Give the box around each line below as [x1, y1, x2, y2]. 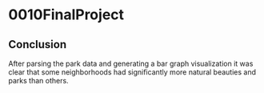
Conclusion [8, 38, 67, 51]
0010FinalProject [8, 6, 125, 24]
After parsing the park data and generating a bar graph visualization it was [8, 59, 254, 68]
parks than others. [8, 76, 70, 85]
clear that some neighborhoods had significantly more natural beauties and [8, 67, 257, 77]
